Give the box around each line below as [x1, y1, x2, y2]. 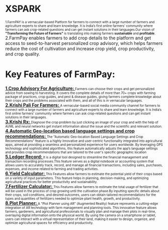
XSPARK [5, 3, 41, 15]
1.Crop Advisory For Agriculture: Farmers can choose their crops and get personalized [5, 85, 155, 91]
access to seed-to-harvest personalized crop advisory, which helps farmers [5, 40, 163, 46]
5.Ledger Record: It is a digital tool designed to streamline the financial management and [5, 153, 148, 159]
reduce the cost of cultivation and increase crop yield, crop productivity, [5, 45, 155, 51]
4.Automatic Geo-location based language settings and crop [5, 128, 135, 134]
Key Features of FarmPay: [5, 69, 116, 80]
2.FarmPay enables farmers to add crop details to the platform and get [5, 35, 151, 41]
